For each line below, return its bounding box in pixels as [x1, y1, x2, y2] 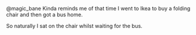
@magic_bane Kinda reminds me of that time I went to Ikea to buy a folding [6, 5, 191, 12]
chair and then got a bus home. [6, 11, 83, 18]
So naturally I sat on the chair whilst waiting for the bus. [6, 23, 143, 29]
